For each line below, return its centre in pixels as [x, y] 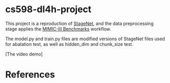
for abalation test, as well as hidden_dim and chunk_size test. [69, 44]
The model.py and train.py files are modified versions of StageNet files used [85, 39]
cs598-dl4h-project [48, 9]
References [30, 75]
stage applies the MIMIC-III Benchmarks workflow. [58, 29]
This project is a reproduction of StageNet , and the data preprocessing [79, 23]
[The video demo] [24, 54]
